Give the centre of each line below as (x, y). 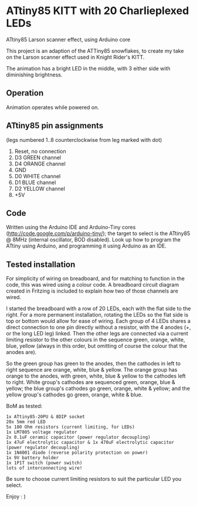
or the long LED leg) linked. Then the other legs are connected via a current (97, 334)
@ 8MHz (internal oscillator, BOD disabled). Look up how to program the (93, 240)
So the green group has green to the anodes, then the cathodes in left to (93, 364)
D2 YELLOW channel (40, 188)
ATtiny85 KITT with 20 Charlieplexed (98, 11)
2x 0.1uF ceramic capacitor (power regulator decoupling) (78, 437)
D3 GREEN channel (38, 157)
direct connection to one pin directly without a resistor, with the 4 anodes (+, (98, 327)
